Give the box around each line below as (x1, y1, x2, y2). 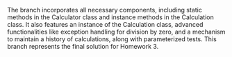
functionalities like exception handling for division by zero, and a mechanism (7, 27, 226, 36)
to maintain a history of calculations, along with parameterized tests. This (7, 35, 217, 43)
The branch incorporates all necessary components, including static (7, 6, 203, 14)
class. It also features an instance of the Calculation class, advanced (7, 21, 204, 28)
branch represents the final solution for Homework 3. (7, 43, 159, 50)
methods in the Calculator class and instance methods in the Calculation (7, 13, 214, 21)
